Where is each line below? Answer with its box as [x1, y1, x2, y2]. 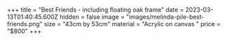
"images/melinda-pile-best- [126, 13, 205, 21]
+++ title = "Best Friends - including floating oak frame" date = [7, 6, 185, 13]
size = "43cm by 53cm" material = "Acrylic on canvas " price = [44, 20, 221, 28]
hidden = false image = [59, 13, 125, 21]
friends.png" [7, 20, 43, 28]
